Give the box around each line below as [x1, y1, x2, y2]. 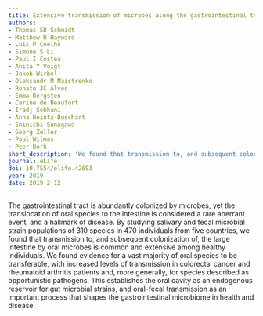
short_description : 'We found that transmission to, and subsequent [8, 150, 236, 158]
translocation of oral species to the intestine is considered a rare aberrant [8, 209, 245, 218]
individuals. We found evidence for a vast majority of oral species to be [8, 250, 237, 260]
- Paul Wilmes [8, 135, 55, 143]
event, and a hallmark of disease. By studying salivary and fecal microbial [8, 217, 245, 227]
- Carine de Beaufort [8, 99, 79, 107]
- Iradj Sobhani [8, 107, 61, 114]
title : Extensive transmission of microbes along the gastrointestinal [8, 11, 247, 20]
